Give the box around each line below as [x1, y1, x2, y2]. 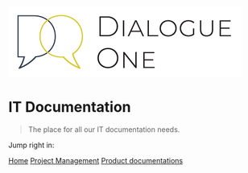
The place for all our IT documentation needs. [27, 124, 180, 134]
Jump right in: [8, 140, 55, 150]
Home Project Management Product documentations [8, 155, 184, 165]
